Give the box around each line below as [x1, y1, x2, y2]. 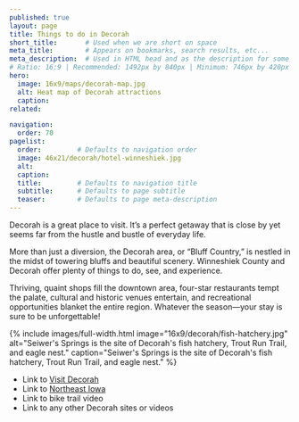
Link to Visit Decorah [21, 374, 100, 385]
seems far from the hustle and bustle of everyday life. [9, 229, 207, 239]
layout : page [9, 21, 58, 30]
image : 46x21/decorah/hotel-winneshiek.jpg [17, 153, 181, 162]
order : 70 [17, 128, 54, 138]
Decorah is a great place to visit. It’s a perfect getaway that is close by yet [9, 219, 281, 230]
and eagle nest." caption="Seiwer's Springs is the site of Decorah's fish [9, 347, 273, 358]
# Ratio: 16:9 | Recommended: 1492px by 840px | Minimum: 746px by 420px [9, 63, 290, 72]
